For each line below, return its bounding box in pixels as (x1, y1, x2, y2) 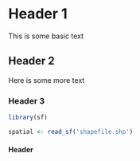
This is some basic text (8, 31, 84, 41)
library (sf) (8, 113, 48, 122)
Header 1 (8, 5, 68, 23)
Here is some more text (8, 75, 85, 84)
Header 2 (8, 54, 56, 68)
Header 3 (8, 95, 45, 106)
